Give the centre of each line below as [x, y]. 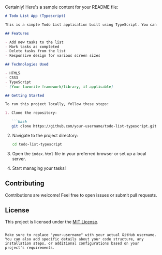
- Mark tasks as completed [32, 47]
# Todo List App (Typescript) [36, 16]
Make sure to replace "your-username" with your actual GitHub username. [81, 235]
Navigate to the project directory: [45, 135]
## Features [17, 33]
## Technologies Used [27, 64]
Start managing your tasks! [39, 168]
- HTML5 [13, 73]
